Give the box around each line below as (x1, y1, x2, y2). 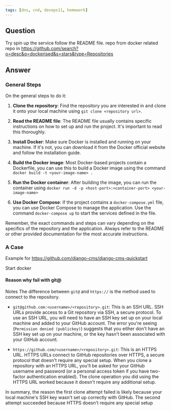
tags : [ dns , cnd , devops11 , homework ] (5, 7, 88, 13)
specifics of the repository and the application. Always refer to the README (5, 226, 164, 232)
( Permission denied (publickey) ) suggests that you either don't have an (12, 326, 165, 332)
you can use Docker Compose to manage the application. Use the (12, 205, 152, 211)
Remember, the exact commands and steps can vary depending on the (5, 220, 155, 226)
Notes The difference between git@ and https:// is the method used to (5, 288, 156, 294)
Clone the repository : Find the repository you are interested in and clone (12, 103, 166, 109)
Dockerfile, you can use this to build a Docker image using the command (12, 165, 166, 171)
